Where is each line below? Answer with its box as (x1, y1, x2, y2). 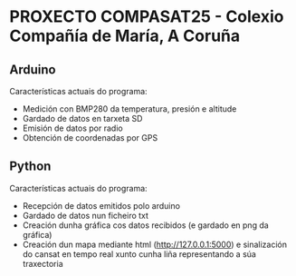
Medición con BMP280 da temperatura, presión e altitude (22, 103, 237, 114)
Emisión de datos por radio (22, 123, 124, 133)
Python (9, 159, 52, 174)
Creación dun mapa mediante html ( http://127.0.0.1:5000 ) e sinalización (22, 239, 288, 250)
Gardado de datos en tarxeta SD (22, 113, 143, 123)
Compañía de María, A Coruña (9, 25, 241, 46)
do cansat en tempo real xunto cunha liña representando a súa (22, 248, 256, 260)
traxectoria (22, 258, 63, 269)
